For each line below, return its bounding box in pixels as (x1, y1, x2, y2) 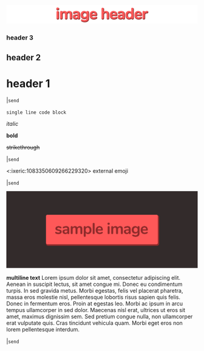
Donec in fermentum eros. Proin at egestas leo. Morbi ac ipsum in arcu (6, 300, 183, 307)
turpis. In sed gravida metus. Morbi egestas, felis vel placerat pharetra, (6, 287, 183, 294)
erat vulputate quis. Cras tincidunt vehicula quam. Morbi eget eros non (6, 319, 183, 327)
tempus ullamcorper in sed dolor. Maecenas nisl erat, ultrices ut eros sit (6, 306, 186, 313)
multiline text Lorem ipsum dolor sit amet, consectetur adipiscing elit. (6, 274, 181, 281)
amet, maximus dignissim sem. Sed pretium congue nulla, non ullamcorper (6, 313, 193, 320)
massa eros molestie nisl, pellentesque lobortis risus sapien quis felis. (6, 293, 181, 301)
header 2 (6, 52, 41, 63)
